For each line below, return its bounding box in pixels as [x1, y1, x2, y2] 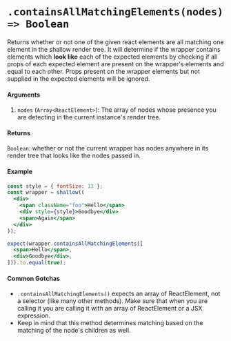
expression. [17, 311, 50, 320]
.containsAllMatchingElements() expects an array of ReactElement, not [17, 289, 221, 298]
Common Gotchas [7, 274, 61, 282]
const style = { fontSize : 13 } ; [7, 182, 103, 190]
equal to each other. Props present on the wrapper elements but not [7, 67, 200, 75]
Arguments [7, 90, 41, 99]
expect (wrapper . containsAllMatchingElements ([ [7, 240, 143, 247]
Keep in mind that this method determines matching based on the [17, 319, 203, 327]
